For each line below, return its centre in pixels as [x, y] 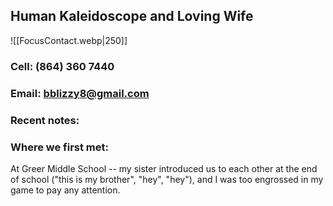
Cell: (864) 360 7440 [62, 66]
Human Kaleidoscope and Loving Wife [132, 16]
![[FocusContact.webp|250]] [69, 40]
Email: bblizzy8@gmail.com [80, 93]
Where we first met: [59, 147]
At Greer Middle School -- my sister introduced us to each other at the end [164, 168]
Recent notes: [45, 120]
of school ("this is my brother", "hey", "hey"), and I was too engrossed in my [167, 179]
